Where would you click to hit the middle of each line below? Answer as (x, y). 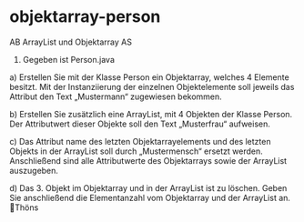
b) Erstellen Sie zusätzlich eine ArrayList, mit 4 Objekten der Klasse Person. (151, 114)
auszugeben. (34, 170)
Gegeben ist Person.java (69, 59)
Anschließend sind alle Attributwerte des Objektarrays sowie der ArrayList (148, 160)
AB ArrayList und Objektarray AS (71, 42)
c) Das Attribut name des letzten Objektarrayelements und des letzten (140, 141)
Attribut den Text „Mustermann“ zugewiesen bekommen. (116, 96)
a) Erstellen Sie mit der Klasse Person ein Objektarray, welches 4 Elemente (149, 77)
